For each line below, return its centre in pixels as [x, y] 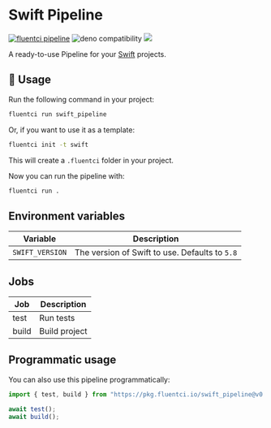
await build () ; [34, 417]
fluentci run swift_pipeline [58, 114]
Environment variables [67, 216]
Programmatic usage [62, 360]
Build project [63, 331]
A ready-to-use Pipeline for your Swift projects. [87, 54]
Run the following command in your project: [81, 99]
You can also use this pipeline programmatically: [89, 379]
